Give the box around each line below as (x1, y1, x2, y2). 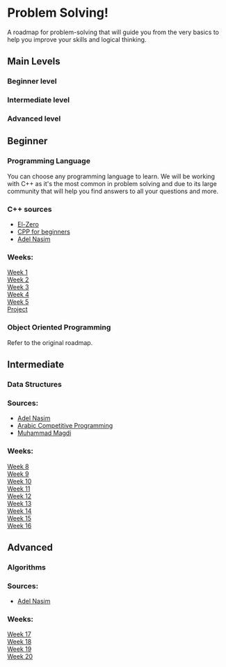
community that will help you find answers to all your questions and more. (7, 187, 219, 195)
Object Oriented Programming (7, 323, 111, 332)
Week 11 (7, 484, 31, 493)
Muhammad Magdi (17, 429, 72, 437)
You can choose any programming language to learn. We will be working (7, 172, 216, 181)
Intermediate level (7, 95, 70, 105)
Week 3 (7, 283, 29, 291)
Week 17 (7, 630, 31, 638)
